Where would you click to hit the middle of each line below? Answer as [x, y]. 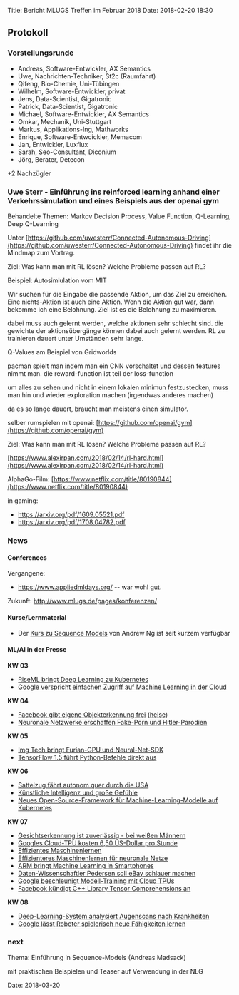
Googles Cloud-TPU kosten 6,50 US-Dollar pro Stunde [98, 843]
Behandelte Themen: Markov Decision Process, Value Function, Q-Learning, [119, 216]
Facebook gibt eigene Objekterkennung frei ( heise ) [93, 714]
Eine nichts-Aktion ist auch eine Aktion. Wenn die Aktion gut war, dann [111, 302]
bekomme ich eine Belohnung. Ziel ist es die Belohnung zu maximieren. [112, 309]
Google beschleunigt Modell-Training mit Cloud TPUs [96, 881]
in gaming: [23, 500]
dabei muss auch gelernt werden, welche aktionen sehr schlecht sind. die [116, 323]
